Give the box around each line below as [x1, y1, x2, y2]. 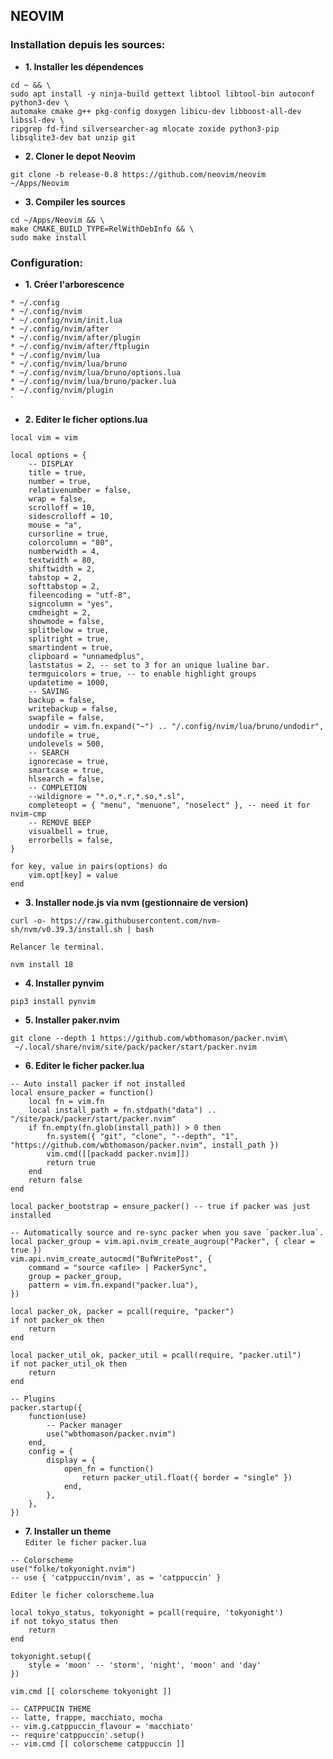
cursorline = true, [28, 529, 110, 539]
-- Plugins [10, 1394, 56, 1404]
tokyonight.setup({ [10, 1651, 92, 1661]
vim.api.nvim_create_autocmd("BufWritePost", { [10, 1254, 213, 1264]
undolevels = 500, [28, 739, 105, 749]
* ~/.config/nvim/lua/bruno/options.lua [10, 367, 182, 378]
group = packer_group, [28, 1271, 123, 1281]
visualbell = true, [28, 826, 110, 836]
